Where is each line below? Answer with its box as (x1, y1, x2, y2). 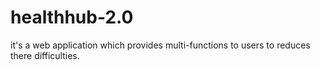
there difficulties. (10, 49, 80, 61)
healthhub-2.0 (10, 6, 134, 29)
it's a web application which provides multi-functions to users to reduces (10, 39, 311, 51)
